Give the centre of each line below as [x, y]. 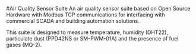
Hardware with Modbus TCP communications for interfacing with [86, 15]
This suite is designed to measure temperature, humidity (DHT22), [87, 32]
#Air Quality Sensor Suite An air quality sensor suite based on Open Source [98, 9]
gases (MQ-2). [24, 45]
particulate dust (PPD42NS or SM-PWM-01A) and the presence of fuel [92, 38]
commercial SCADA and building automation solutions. [73, 21]
